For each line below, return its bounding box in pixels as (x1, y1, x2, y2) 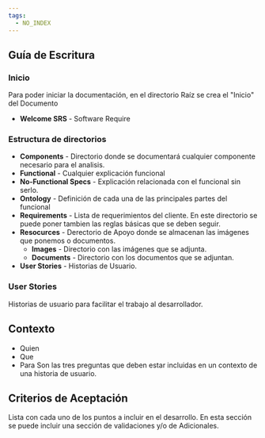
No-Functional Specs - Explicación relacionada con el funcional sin (19, 177, 241, 186)
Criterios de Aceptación (8, 391, 128, 405)
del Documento (8, 98, 59, 108)
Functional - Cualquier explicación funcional (19, 168, 165, 179)
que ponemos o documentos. (19, 236, 116, 246)
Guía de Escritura (8, 48, 95, 62)
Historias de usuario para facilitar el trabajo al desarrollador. (8, 299, 203, 309)
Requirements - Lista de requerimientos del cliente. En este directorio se (19, 211, 258, 221)
